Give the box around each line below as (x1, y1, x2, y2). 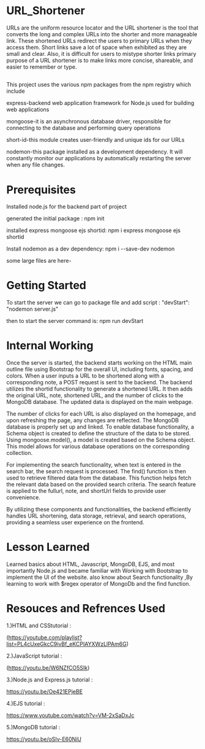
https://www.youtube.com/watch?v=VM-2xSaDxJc (6, 712, 135, 719)
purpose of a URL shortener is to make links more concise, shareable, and (6, 56, 193, 64)
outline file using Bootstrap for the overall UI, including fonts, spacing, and (6, 366, 193, 373)
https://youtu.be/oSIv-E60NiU (6, 735, 81, 743)
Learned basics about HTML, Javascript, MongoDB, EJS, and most (6, 561, 175, 568)
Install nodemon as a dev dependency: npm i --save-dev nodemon (6, 245, 175, 252)
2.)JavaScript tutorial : (6, 652, 62, 660)
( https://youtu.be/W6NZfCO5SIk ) (6, 664, 90, 672)
